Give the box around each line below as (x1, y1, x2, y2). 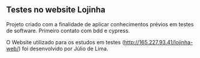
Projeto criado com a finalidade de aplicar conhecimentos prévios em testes (6, 20, 194, 28)
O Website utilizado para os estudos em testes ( (6, 38, 125, 45)
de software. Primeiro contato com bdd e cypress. (6, 27, 130, 34)
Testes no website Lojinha (6, 5, 106, 15)
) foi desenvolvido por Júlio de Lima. (18, 45, 109, 52)
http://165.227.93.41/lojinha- (123, 38, 193, 45)
